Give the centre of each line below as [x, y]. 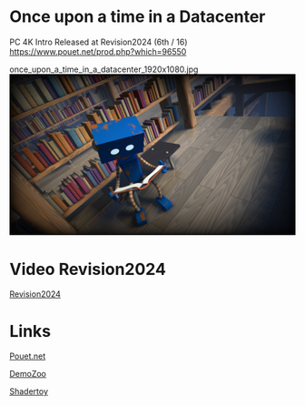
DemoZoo [28, 374]
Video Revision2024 [88, 269]
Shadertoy [29, 391]
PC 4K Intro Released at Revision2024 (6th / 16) [98, 42]
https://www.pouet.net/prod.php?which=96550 [98, 51]
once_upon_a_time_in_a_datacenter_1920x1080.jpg [104, 69]
